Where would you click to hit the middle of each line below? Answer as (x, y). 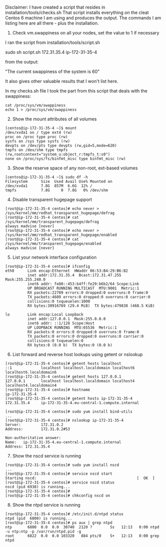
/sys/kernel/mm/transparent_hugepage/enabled (53, 244)
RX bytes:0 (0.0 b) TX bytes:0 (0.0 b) (70, 345)
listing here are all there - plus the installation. (52, 23)
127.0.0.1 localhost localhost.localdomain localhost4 (70, 381)
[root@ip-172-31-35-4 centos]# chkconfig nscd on (58, 496)
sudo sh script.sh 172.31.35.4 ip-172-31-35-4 (51, 52)
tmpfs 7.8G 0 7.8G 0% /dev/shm (57, 190)
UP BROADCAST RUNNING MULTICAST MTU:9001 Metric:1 (83, 288)
